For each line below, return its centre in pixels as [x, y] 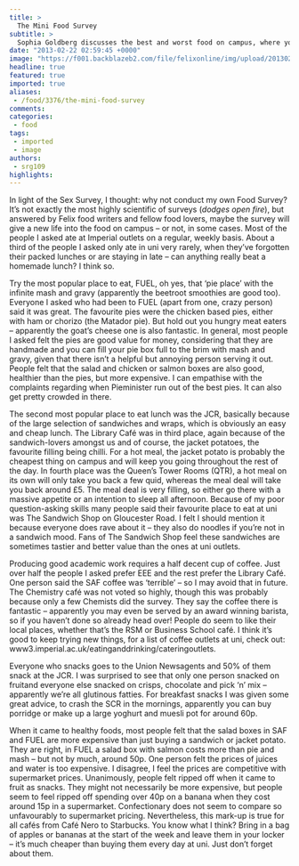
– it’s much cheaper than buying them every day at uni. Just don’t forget [141, 844]
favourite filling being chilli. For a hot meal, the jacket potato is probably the [147, 452]
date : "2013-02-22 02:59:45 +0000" [75, 51]
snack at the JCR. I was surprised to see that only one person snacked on [145, 676]
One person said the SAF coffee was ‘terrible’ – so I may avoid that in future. [149, 583]
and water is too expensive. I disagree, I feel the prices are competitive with [148, 769]
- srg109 [29, 166]
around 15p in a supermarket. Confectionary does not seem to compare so [145, 806]
